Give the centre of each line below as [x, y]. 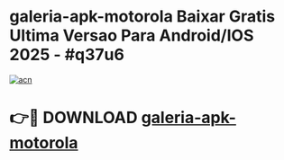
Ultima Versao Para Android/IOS [132, 36]
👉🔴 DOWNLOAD [73, 118]
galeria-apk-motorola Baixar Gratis [142, 17]
